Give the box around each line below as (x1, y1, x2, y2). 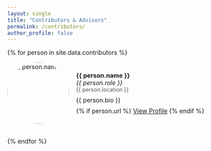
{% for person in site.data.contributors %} (7, 48, 128, 57)
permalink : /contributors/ (7, 23, 86, 30)
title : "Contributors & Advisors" (7, 17, 108, 24)
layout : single (7, 10, 52, 17)
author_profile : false (7, 29, 73, 37)
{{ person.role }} (76, 78, 123, 87)
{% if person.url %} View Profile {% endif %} (76, 107, 205, 115)
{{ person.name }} (76, 71, 130, 80)
